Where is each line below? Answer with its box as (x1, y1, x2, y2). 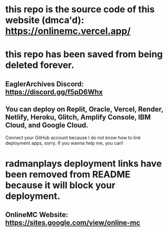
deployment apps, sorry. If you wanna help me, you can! (5, 140, 124, 146)
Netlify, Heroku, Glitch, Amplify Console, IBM (5, 113, 151, 122)
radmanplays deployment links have (5, 158, 162, 169)
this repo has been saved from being (5, 48, 163, 60)
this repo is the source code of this (5, 4, 155, 15)
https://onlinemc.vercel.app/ (5, 25, 131, 37)
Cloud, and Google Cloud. (5, 121, 89, 130)
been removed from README (5, 168, 131, 180)
